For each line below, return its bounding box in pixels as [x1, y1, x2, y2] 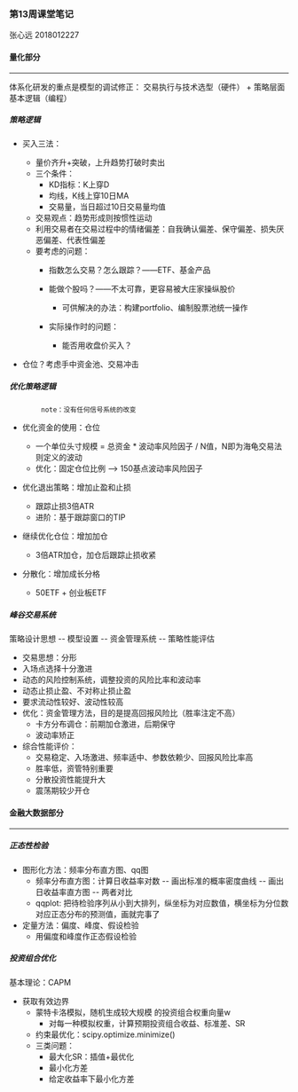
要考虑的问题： [35, 246, 90, 256]
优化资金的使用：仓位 [21, 422, 100, 433]
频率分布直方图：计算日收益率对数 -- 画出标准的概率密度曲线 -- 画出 [35, 876, 285, 886]
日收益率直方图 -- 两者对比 [35, 886, 133, 897]
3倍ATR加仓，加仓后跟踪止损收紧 [35, 550, 157, 561]
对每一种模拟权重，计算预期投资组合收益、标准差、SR [48, 1017, 246, 1028]
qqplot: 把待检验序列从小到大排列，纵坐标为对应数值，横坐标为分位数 [35, 898, 289, 908]
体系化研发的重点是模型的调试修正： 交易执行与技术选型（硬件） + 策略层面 [9, 82, 286, 92]
